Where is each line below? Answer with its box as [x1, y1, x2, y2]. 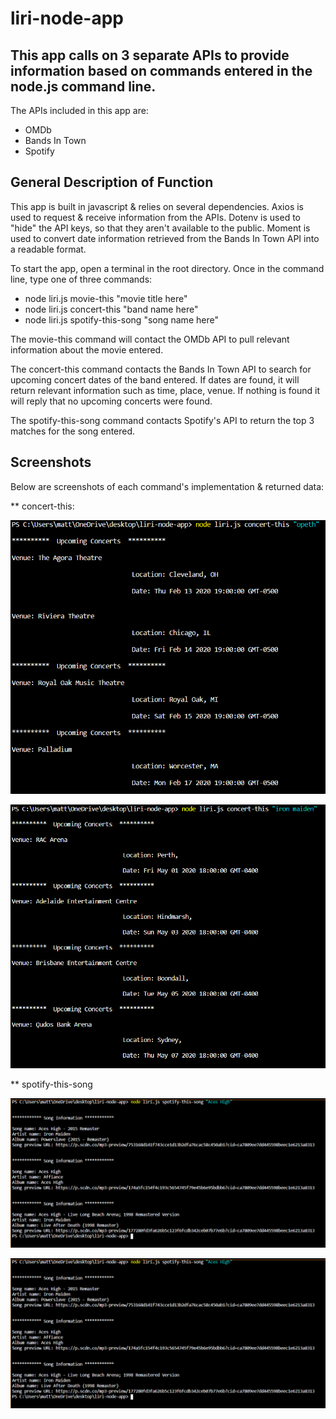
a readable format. [10, 243, 87, 255]
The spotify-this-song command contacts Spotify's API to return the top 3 [10, 414, 315, 426]
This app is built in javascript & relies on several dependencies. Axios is [10, 200, 305, 212]
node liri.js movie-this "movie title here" [24, 292, 188, 304]
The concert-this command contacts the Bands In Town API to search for [10, 363, 312, 375]
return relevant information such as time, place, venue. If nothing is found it [10, 384, 321, 396]
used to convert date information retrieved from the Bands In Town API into [10, 232, 320, 244]
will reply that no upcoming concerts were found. [10, 395, 213, 407]
